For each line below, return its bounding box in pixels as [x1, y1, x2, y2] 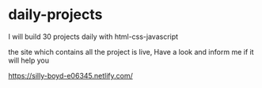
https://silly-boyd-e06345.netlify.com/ [8, 71, 133, 80]
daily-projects [8, 6, 103, 24]
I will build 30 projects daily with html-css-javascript [8, 32, 179, 41]
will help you [8, 55, 50, 65]
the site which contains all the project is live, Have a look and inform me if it [8, 47, 254, 56]
